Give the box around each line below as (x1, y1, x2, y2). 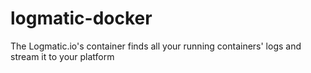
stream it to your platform (10, 50, 115, 62)
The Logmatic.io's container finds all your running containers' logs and (10, 40, 302, 52)
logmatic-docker (10, 7, 153, 30)
